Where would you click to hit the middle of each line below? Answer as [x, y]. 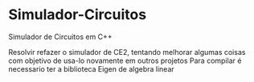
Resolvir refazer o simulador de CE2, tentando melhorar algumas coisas [127, 52]
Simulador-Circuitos [78, 15]
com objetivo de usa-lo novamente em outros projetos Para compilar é [125, 61]
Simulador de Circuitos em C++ [60, 37]
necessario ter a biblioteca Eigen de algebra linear [91, 68]
